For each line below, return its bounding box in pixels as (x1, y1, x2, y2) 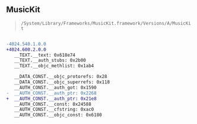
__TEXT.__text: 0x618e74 (14, 52, 76, 58)
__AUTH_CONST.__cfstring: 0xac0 (14, 106, 94, 113)
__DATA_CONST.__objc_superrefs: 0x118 (14, 79, 110, 85)
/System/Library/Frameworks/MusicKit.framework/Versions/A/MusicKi (20, 20, 191, 26)
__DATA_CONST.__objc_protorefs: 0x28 (14, 74, 108, 80)
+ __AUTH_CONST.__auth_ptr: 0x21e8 (6, 96, 97, 102)
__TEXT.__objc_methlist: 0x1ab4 (14, 63, 94, 69)
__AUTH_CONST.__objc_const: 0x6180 (14, 112, 102, 118)
